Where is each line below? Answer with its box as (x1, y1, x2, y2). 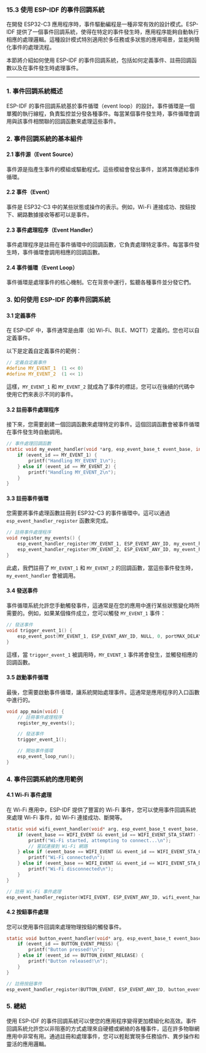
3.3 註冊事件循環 (6, 495, 49, 502)
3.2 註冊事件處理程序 (6, 405, 59, 413)
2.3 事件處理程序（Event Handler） (6, 226, 96, 233)
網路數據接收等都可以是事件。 (17, 211, 93, 218)
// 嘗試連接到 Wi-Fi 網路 (28, 843, 88, 849)
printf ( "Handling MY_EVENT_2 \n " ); (28, 469, 116, 476)
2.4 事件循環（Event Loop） (6, 264, 78, 271)
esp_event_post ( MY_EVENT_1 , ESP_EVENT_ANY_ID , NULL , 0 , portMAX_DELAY (17, 633, 202, 640)
